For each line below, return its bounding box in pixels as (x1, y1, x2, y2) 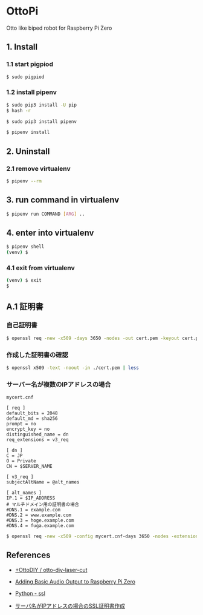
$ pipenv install (6, 129, 50, 136)
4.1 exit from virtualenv (6, 264, 76, 272)
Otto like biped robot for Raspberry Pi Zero (6, 24, 112, 32)
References (6, 550, 51, 560)
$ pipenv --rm (6, 178, 42, 184)
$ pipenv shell (6, 244, 45, 250)
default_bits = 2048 (6, 410, 59, 416)
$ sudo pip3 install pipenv (6, 118, 77, 125)
